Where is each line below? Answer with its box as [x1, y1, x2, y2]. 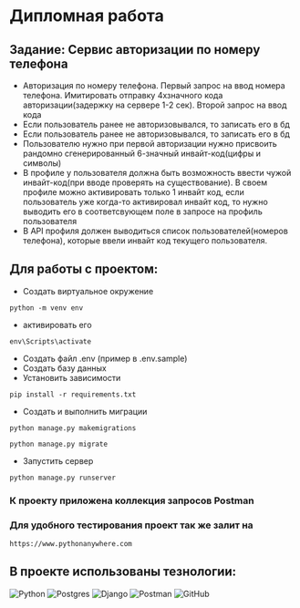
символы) [22, 158, 62, 169]
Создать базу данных [22, 362, 107, 374]
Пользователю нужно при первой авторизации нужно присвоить [22, 139, 278, 149]
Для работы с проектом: [9, 262, 159, 277]
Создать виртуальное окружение [22, 285, 154, 296]
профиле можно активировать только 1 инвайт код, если [22, 187, 244, 197]
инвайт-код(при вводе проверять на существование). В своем [22, 177, 267, 188]
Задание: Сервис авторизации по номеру [9, 42, 261, 57]
